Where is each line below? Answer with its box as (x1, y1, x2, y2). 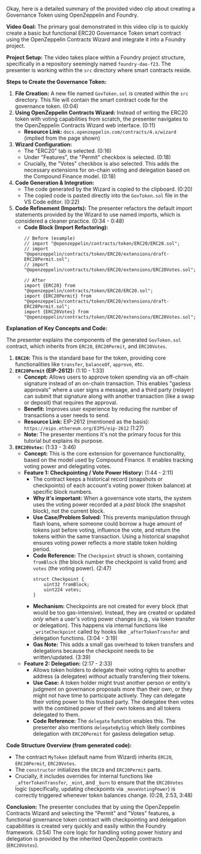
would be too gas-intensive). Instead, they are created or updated (32, 609, 196, 616)
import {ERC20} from (23, 283, 76, 289)
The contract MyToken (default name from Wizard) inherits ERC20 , (14, 753, 173, 760)
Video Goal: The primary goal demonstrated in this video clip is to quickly (6, 23, 189, 30)
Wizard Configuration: (14, 141, 73, 148)
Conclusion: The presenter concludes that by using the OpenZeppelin (6, 804, 180, 810)
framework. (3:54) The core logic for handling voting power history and (6, 829, 182, 836)
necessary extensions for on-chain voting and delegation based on (23, 166, 190, 173)
